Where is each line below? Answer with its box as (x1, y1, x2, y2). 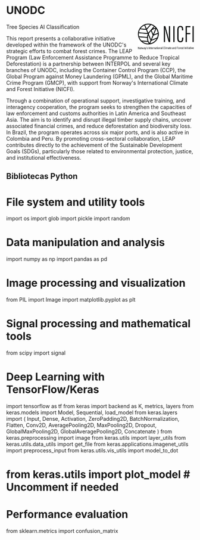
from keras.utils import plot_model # (6, 468, 190, 482)
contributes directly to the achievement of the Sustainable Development (6, 141, 183, 148)
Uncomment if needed (6, 480, 119, 494)
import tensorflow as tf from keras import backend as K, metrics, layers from (6, 403, 194, 410)
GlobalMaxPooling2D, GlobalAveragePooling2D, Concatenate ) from (6, 428, 173, 435)
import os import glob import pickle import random (6, 215, 130, 222)
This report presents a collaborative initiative (6, 35, 115, 42)
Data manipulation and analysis (6, 236, 165, 249)
